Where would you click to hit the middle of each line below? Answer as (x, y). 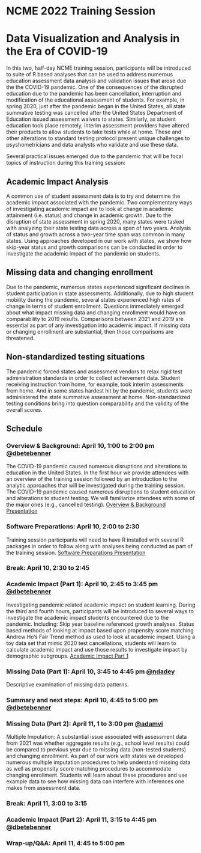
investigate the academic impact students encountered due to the (88, 617)
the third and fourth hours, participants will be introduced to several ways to (100, 611)
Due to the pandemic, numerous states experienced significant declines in (98, 287)
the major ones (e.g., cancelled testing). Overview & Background (86, 505)
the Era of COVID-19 (57, 51)
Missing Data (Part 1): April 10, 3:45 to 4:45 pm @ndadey (91, 671)
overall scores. (25, 409)
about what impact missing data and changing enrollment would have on (96, 312)
